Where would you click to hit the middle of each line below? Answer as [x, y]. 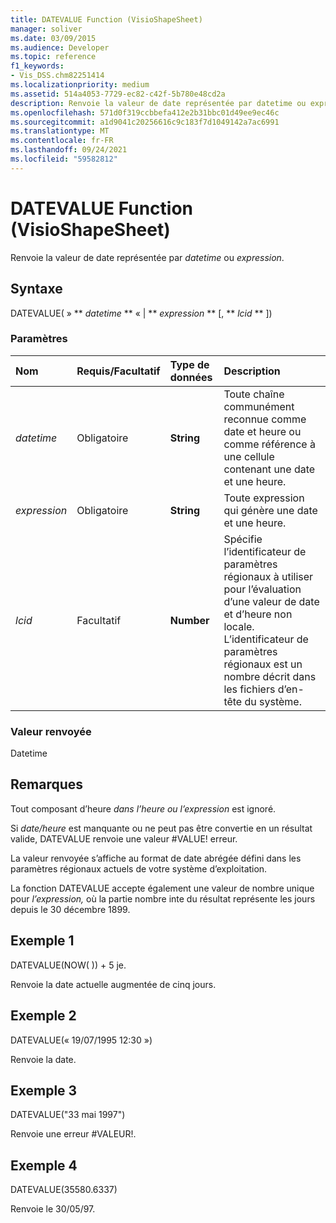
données [191, 377]
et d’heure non [258, 614]
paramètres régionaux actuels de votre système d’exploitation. [139, 868]
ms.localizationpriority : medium [80, 85]
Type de [189, 364]
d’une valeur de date [271, 601]
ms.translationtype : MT [60, 131]
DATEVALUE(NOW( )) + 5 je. [68, 965]
